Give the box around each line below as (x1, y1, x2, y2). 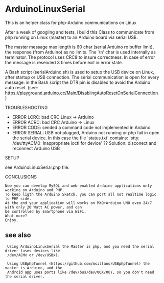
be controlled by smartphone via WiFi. (5, 209, 87, 214)
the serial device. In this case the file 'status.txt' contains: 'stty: (12, 135, 140, 141)
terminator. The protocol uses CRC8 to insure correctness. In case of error (5, 54, 155, 60)
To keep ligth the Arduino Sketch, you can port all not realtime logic (5, 192, 157, 197)
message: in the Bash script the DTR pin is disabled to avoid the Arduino (5, 79, 151, 85)
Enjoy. (5, 217, 19, 223)
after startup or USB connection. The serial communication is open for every (5, 74, 159, 80)
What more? (5, 213, 27, 218)
